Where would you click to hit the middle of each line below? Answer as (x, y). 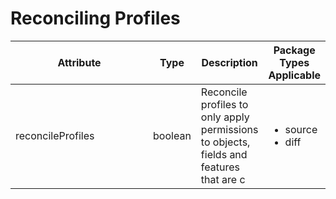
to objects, (225, 142)
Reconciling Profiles (95, 18)
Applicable (294, 75)
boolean (172, 135)
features (220, 167)
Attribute (79, 62)
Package (294, 50)
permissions (229, 129)
